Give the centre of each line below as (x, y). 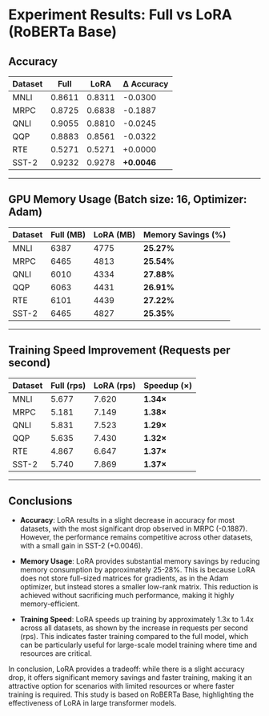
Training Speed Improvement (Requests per (119, 350)
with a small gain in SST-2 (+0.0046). (81, 546)
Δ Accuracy (146, 84)
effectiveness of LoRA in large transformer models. (92, 703)
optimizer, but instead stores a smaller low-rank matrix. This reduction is (139, 587)
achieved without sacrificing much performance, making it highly (127, 596)
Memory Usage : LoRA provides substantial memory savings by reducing (140, 561)
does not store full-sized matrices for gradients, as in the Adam (124, 578)
